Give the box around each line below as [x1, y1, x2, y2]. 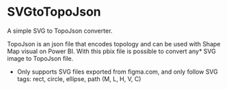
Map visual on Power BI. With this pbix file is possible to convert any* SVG [7, 47, 217, 55]
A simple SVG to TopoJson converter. [7, 27, 113, 35]
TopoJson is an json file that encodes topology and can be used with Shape [7, 40, 221, 48]
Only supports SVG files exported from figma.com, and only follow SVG [16, 67, 219, 76]
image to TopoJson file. [7, 54, 74, 62]
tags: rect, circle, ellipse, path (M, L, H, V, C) [16, 74, 142, 82]
